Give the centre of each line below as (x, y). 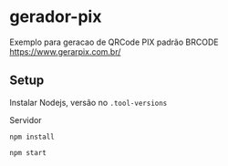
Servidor (26, 119)
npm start (28, 152)
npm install (32, 137)
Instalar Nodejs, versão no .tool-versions (88, 102)
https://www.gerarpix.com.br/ (65, 51)
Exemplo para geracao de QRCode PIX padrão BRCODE (114, 42)
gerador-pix (56, 17)
